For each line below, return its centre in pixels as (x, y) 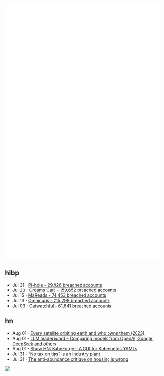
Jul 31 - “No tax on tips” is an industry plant (56, 354)
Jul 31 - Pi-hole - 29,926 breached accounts (57, 285)
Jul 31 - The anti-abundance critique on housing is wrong (70, 359)
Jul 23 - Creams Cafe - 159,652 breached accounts (64, 290)
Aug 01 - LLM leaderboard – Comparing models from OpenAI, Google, (83, 338)
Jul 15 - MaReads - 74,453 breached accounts (59, 295)
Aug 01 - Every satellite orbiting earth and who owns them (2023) (78, 333)
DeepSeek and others (34, 344)
